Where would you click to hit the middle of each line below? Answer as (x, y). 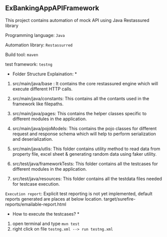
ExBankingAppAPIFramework (52, 8)
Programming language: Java (35, 35)
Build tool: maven (22, 54)
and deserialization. (33, 139)
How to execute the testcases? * (46, 214)
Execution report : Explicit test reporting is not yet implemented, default (79, 194)
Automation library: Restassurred (39, 45)
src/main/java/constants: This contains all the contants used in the (81, 98)
